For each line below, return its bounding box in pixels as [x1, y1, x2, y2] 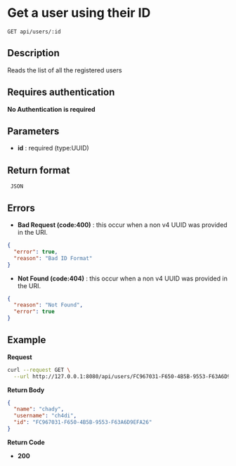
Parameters [7, 125, 60, 137]
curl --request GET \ [7, 366, 71, 373]
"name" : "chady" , [13, 406, 65, 413]
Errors [7, 202, 35, 214]
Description [7, 47, 60, 59]
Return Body [7, 385, 45, 394]
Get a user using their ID [7, 5, 151, 21]
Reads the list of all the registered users [7, 65, 122, 75]
